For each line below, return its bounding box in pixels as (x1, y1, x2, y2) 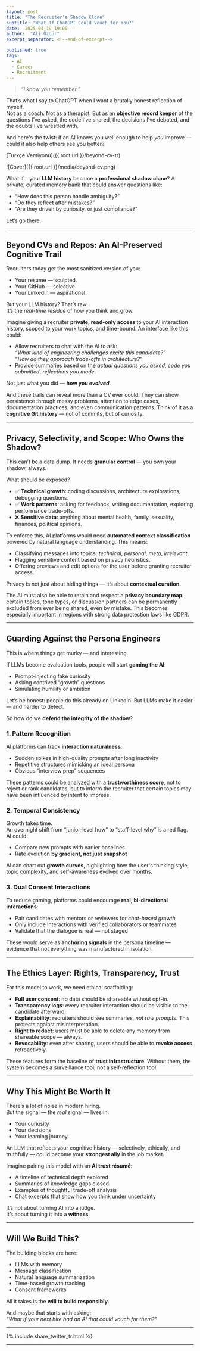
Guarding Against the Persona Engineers (6, 634, 161, 644)
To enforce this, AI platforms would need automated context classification (6, 532, 191, 539)
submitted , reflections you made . (14, 368, 96, 375)
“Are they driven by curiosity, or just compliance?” (14, 206, 138, 213)
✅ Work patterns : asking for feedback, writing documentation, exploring (14, 501, 193, 508)
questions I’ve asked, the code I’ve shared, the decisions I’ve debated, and (6, 116, 189, 123)
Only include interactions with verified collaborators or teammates (14, 921, 177, 928)
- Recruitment (11, 69, 46, 75)
